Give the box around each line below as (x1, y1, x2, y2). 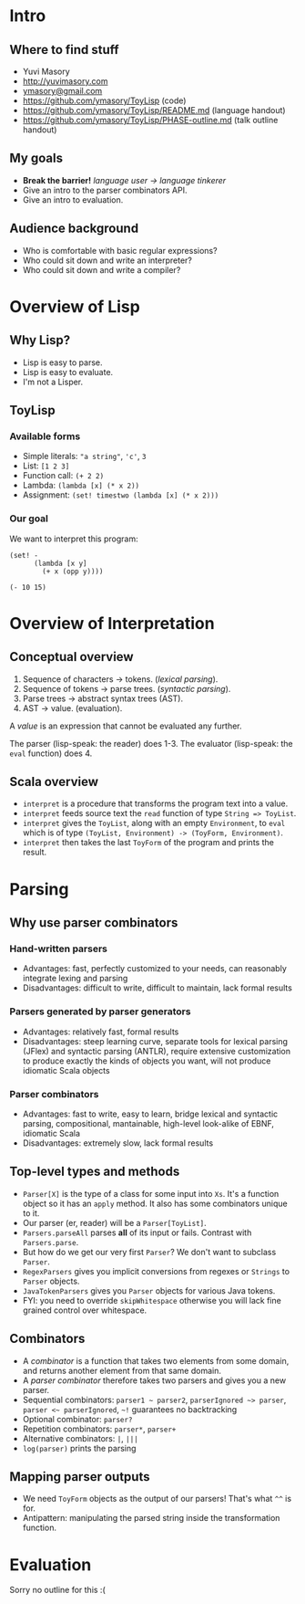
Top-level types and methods (9, 1164, 180, 1179)
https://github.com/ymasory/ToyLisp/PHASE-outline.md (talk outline (22, 115, 279, 125)
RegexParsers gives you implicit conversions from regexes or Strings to (22, 1265, 290, 1276)
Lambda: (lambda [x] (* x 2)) (22, 480, 140, 491)
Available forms (9, 430, 81, 443)
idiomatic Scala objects (22, 1064, 111, 1075)
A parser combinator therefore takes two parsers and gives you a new (22, 1375, 287, 1386)
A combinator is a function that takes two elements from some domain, (22, 1355, 290, 1366)
